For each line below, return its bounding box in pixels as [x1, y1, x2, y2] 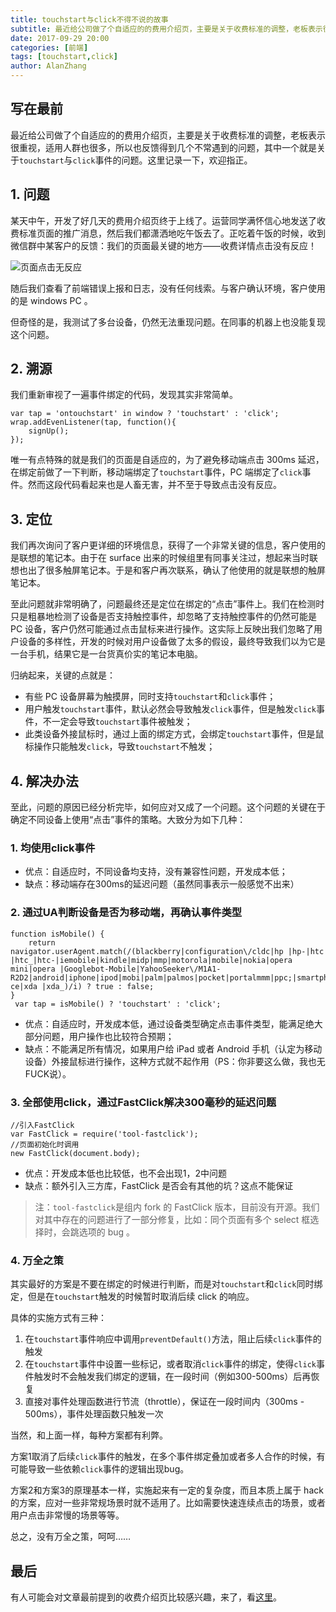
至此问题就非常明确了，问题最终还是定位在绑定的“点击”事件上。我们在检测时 [10, 598, 325, 610]
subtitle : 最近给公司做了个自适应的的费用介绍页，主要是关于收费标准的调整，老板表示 [10, 24, 323, 34]
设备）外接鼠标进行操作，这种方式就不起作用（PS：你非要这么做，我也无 [24, 1055, 326, 1067]
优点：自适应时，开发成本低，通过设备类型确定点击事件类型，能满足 [24, 1017, 306, 1030]
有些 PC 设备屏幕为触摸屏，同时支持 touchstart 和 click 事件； [24, 691, 277, 703]
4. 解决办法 [10, 772, 79, 790]
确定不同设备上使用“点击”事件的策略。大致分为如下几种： [10, 814, 247, 826]
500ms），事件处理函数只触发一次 [24, 1408, 164, 1420]
